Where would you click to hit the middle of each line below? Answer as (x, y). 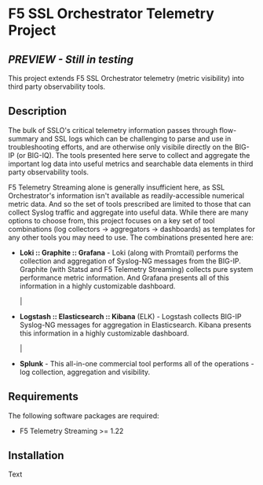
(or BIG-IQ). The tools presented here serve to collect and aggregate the (133, 155)
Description (37, 111)
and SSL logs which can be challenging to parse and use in (136, 138)
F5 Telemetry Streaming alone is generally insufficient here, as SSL (117, 187)
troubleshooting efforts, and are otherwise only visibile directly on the (121, 147)
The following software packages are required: (84, 415)
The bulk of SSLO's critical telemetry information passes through (113, 130)
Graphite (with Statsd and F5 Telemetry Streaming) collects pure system (136, 269)
